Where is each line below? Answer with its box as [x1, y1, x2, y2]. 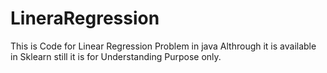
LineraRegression [10, 7, 160, 30]
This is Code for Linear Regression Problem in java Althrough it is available [10, 40, 317, 52]
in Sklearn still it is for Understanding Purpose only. [10, 50, 222, 62]
